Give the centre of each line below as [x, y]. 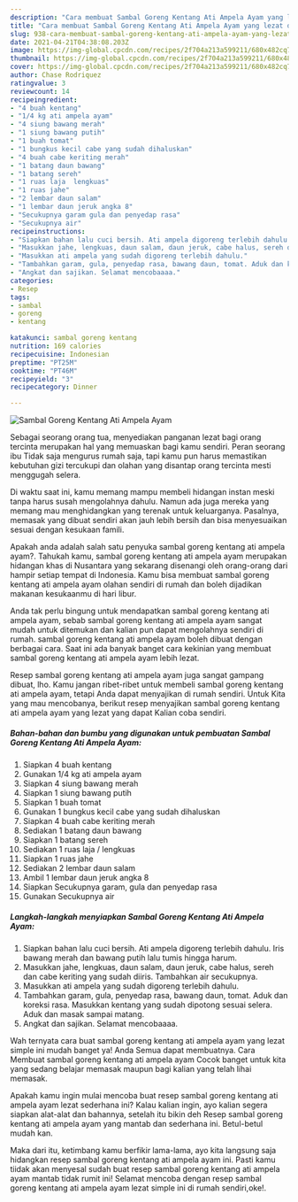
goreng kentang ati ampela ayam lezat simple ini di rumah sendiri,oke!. [138, 1188]
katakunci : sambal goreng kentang [74, 338]
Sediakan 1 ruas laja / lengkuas [79, 850]
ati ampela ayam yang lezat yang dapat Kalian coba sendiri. [118, 713]
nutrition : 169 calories [56, 346]
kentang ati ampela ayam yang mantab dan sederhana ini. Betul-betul [137, 1124]
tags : [20, 297]
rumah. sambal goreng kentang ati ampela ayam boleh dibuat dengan [137, 639]
